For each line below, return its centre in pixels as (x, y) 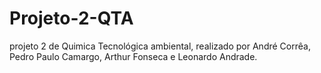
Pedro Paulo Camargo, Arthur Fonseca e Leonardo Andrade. (133, 56)
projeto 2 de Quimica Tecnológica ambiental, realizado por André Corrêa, (160, 46)
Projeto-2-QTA (71, 18)
